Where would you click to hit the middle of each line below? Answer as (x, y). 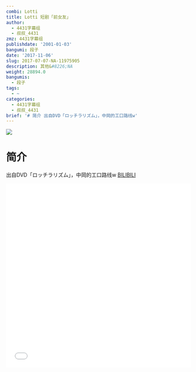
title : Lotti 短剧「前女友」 (39, 17)
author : (16, 22)
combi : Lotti (22, 11)
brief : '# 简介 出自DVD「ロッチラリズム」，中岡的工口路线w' (72, 115)
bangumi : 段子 (23, 50)
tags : (13, 88)
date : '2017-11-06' (30, 55)
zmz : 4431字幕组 (25, 39)
